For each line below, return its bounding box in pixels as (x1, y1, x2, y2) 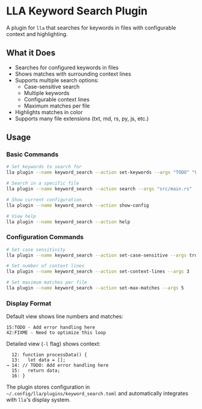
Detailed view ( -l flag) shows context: (6, 341, 101, 348)
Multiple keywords (23, 89, 70, 97)
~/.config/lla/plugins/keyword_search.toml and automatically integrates (6, 390, 188, 397)
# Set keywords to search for (6, 164, 82, 170)
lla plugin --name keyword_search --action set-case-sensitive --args (6, 252, 187, 258)
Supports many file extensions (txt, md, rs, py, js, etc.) (14, 115, 149, 122)
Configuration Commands (6, 233, 84, 241)
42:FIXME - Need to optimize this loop (6, 330, 106, 336)
